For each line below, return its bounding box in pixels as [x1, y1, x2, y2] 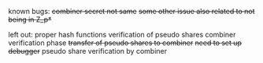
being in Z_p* [8, 15, 52, 24]
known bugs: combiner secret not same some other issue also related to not [8, 7, 255, 16]
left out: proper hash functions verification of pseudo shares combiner [8, 30, 236, 39]
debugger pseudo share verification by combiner [8, 47, 168, 55]
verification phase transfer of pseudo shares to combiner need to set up [8, 38, 243, 47]
